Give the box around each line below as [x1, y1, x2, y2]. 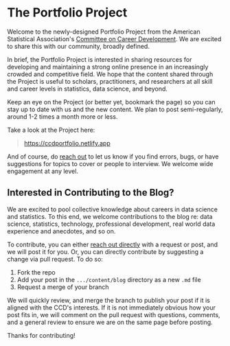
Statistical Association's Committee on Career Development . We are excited [7, 34, 222, 43]
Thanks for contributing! [7, 331, 76, 339]
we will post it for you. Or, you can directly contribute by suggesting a [7, 247, 204, 255]
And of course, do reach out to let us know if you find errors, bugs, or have [7, 152, 219, 161]
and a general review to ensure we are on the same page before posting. [7, 318, 213, 326]
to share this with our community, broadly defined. [7, 42, 150, 50]
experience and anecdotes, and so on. [7, 227, 116, 235]
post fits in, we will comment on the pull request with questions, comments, [7, 310, 221, 319]
